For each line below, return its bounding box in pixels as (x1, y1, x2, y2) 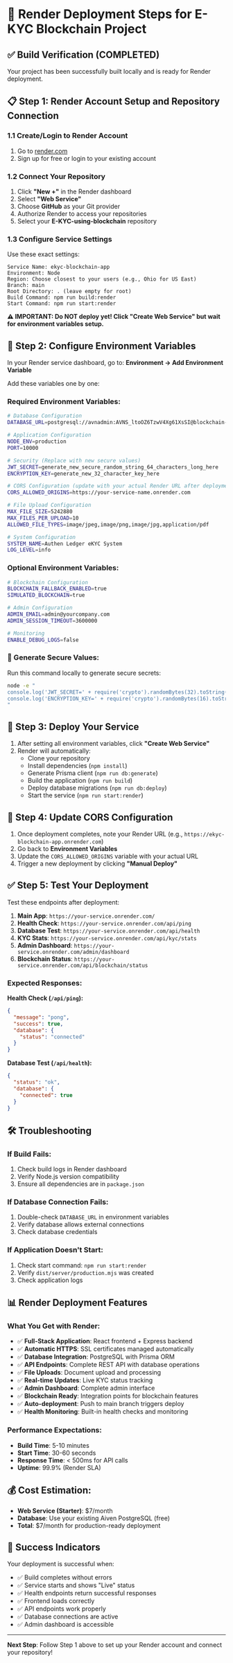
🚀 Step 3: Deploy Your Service (7, 721, 139, 733)
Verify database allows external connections (17, 1220, 144, 1228)
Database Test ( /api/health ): (7, 1059, 92, 1068)
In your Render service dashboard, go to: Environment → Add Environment (7, 359, 224, 367)
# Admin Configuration (7, 604, 73, 611)
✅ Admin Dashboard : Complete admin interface (17, 1384, 155, 1392)
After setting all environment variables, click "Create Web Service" (17, 740, 210, 748)
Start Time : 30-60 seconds (17, 1449, 96, 1457)
